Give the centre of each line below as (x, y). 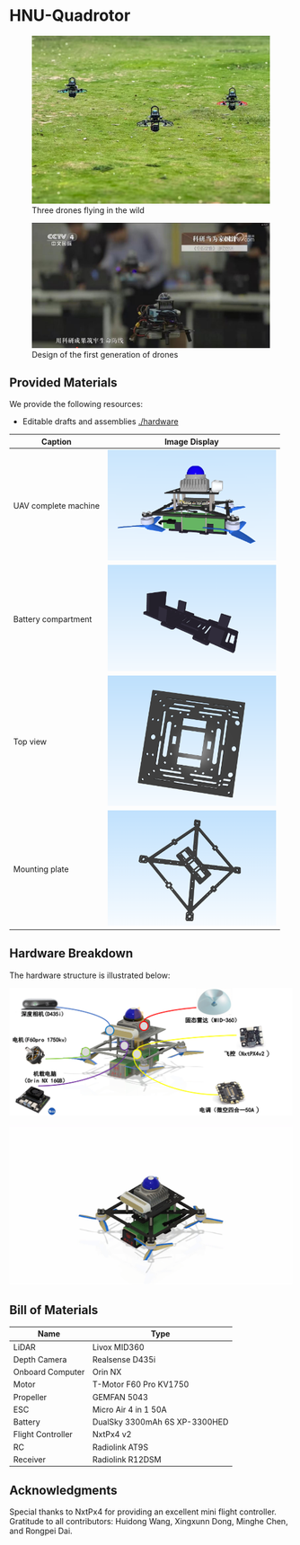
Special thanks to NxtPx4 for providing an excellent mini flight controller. (143, 1512)
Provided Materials (64, 382)
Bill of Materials (54, 1310)
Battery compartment (53, 619)
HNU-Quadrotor (70, 16)
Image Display (192, 441)
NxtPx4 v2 (112, 1434)
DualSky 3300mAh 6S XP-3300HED (160, 1422)
